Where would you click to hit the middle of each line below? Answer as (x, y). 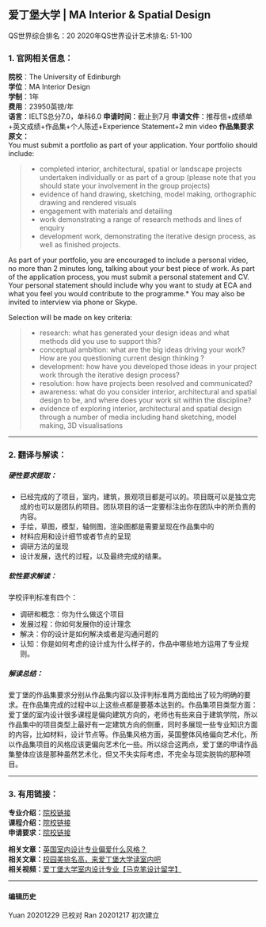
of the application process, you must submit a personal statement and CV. (129, 277)
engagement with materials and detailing (106, 211)
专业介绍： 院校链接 (40, 813)
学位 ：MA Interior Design (49, 87)
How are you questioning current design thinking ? (122, 358)
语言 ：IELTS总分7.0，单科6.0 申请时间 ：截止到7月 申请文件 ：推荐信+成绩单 (131, 116)
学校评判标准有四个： (43, 597)
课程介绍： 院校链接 (40, 822)
